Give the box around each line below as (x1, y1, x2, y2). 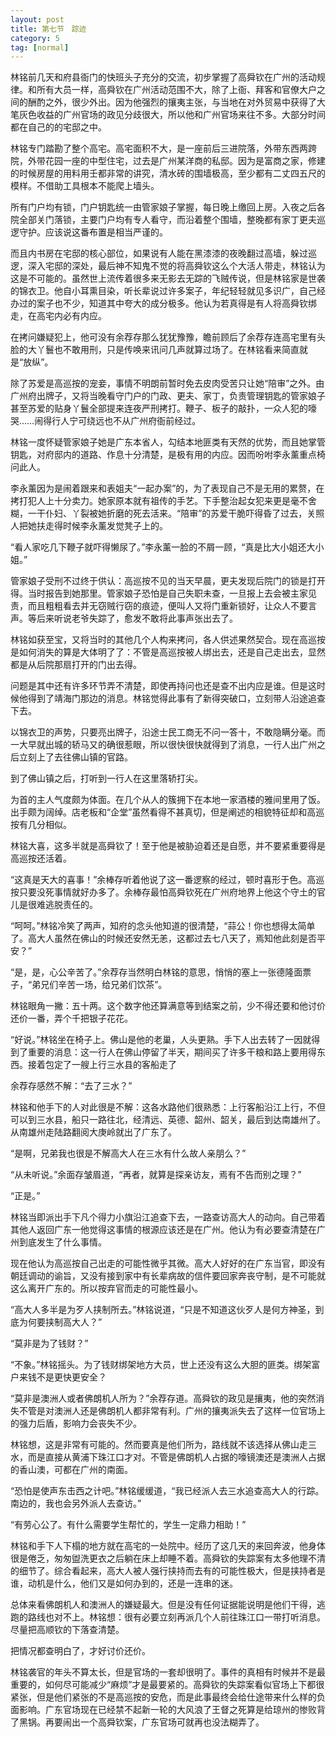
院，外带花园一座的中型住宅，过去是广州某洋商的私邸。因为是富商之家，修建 (10, 155, 326, 167)
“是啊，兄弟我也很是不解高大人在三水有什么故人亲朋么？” (10, 1147, 247, 1160)
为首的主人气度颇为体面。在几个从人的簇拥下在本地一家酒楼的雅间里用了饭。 (10, 794, 326, 806)
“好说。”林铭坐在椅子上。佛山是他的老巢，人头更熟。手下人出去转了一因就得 (10, 1034, 321, 1046)
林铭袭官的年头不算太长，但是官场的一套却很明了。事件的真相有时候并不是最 (10, 1666, 326, 1678)
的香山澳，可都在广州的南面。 (10, 1464, 133, 1476)
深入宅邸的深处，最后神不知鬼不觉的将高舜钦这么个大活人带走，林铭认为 (27, 260, 326, 272)
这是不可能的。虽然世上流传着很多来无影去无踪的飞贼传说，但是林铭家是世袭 (10, 272, 326, 285)
